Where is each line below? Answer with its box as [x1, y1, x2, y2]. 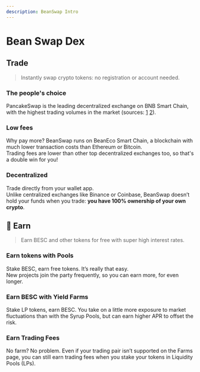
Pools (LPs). [6, 360, 36, 367]
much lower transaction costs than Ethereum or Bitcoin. [6, 144, 142, 151]
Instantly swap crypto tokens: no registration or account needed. [20, 74, 180, 81]
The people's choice [6, 89, 67, 97]
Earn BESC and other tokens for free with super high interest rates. [20, 237, 185, 244]
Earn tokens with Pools [6, 252, 74, 260]
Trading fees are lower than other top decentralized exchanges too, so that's [6, 150, 194, 157]
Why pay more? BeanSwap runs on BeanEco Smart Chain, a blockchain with [6, 137, 193, 144]
